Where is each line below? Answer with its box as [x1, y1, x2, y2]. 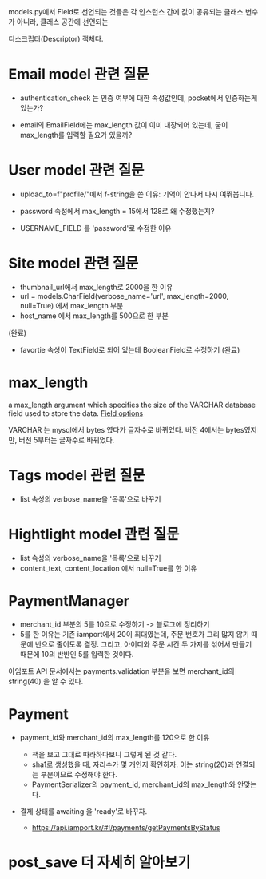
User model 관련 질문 [8, 161, 145, 179]
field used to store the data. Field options [8, 408, 144, 418]
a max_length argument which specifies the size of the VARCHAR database [8, 400, 256, 409]
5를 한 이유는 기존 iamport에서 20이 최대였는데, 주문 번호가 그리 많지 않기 [19, 629, 250, 639]
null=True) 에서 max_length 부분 [19, 300, 124, 310]
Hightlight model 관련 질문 [8, 525, 180, 543]
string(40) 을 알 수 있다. [8, 676, 84, 686]
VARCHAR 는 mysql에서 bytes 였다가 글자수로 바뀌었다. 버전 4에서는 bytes [8, 425, 244, 434]
